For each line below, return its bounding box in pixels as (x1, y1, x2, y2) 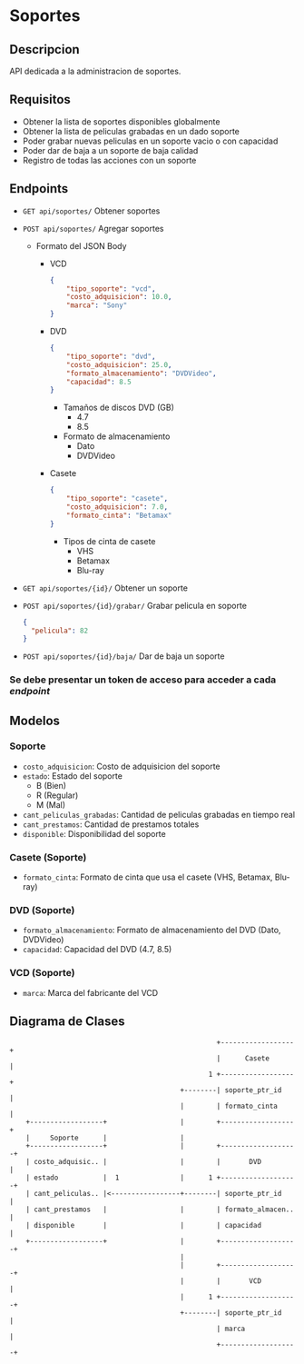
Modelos (9, 712, 61, 728)
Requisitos (9, 92, 71, 107)
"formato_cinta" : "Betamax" (66, 511, 172, 520)
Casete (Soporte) (9, 851, 87, 863)
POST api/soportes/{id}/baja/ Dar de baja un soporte (22, 651, 225, 662)
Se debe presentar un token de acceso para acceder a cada (9, 673, 277, 686)
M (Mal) (35, 799, 66, 810)
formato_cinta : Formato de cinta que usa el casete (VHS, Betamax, (22, 871, 273, 882)
